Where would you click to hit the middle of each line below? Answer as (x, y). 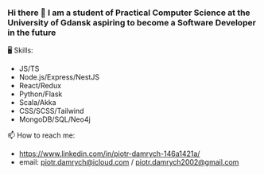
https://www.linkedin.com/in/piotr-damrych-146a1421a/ (109, 154)
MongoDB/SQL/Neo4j (54, 119)
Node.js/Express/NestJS (59, 77)
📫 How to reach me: (41, 135)
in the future (32, 33)
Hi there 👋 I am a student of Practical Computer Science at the (129, 13)
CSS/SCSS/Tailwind (51, 111)
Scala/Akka (37, 103)
